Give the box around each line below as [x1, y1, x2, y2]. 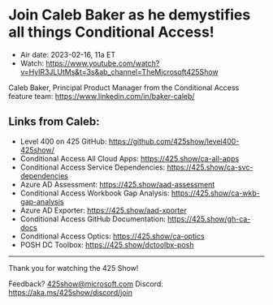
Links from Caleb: [8, 115, 100, 129]
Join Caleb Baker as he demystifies [8, 6, 251, 24]
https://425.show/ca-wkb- [171, 188, 260, 198]
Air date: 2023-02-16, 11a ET [19, 49, 116, 59]
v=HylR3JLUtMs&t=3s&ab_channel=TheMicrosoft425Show [19, 67, 219, 76]
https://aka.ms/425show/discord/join [8, 287, 132, 297]
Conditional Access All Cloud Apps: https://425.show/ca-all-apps [19, 153, 240, 163]
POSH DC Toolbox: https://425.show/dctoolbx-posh [19, 239, 194, 249]
